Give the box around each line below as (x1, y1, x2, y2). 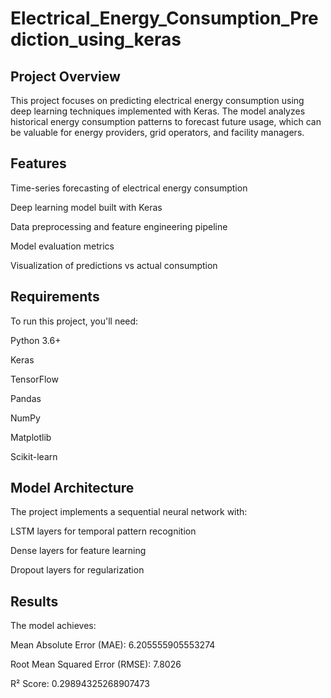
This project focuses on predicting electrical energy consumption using (10, 95, 305, 106)
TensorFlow (10, 373, 59, 385)
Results (10, 593, 59, 610)
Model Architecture (10, 480, 135, 497)
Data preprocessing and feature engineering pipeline (10, 220, 228, 232)
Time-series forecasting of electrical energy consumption (10, 182, 248, 194)
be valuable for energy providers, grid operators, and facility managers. (10, 127, 305, 138)
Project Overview (10, 68, 121, 85)
